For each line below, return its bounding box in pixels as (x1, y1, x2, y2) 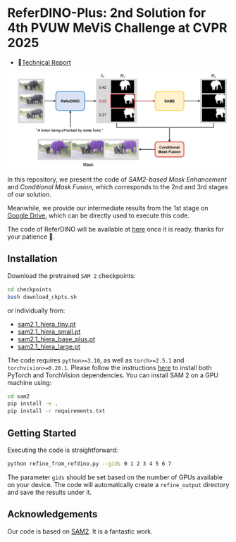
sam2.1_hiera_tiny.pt (17, 320, 76, 328)
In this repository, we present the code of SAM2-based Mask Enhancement (7, 175, 227, 184)
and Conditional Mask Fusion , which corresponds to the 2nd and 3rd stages (7, 182, 228, 191)
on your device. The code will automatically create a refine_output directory (7, 480, 230, 489)
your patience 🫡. (7, 232, 55, 241)
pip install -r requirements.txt (7, 408, 106, 415)
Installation (7, 253, 58, 265)
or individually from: (7, 306, 66, 315)
